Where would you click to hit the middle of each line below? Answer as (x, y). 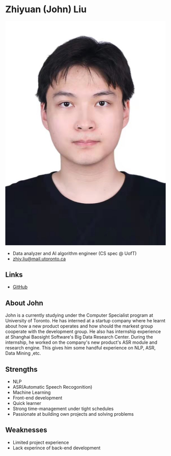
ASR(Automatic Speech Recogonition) (52, 387)
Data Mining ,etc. (23, 353)
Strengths (21, 369)
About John (24, 303)
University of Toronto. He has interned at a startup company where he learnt (85, 321)
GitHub (20, 287)
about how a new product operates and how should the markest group (79, 326)
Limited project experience (41, 442)
